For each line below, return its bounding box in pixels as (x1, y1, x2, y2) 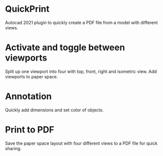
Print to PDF (5, 124, 55, 135)
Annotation (5, 91, 52, 102)
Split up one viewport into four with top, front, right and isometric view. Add (5, 68, 157, 74)
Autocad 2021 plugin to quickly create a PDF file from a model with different (5, 20, 158, 25)
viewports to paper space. (5, 73, 58, 79)
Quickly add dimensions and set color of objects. (5, 107, 104, 113)
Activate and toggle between (5, 42, 125, 53)
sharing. (5, 145, 22, 151)
